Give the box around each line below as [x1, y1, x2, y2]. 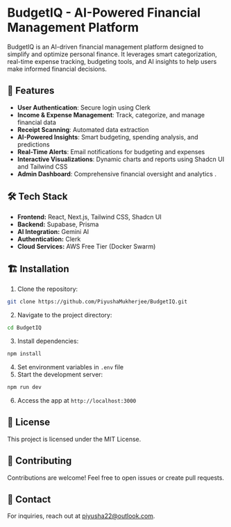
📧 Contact [7, 493, 51, 505]
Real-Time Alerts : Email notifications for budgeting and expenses [17, 147, 205, 156]
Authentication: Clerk [17, 235, 81, 243]
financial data [17, 118, 57, 126]
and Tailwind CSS [17, 162, 68, 171]
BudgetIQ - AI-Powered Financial [7, 5, 201, 21]
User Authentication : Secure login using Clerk [17, 103, 151, 112]
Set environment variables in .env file [17, 363, 123, 371]
